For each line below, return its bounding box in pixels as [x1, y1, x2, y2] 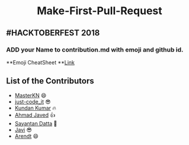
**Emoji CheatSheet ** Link [6, 59, 75, 66]
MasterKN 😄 [14, 92, 47, 99]
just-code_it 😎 [14, 98, 52, 105]
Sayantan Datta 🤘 [14, 120, 57, 127]
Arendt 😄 [14, 132, 39, 140]
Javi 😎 [14, 126, 33, 133]
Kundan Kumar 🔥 [14, 104, 56, 111]
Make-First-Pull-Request [37, 4, 162, 18]
